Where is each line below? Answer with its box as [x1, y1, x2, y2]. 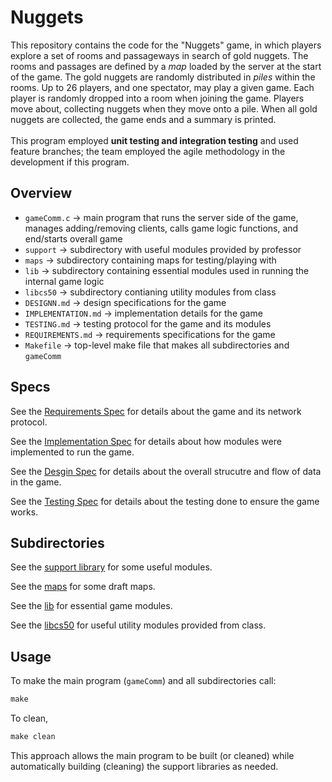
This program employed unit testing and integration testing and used [10, 134, 299, 146]
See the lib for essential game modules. [10, 600, 173, 612]
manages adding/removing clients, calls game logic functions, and [24, 222, 299, 234]
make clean [10, 732, 56, 742]
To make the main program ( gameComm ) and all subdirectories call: [10, 675, 277, 687]
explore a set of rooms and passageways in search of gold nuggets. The [10, 49, 309, 61]
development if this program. [10, 156, 130, 168]
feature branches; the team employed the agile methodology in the [10, 145, 286, 157]
